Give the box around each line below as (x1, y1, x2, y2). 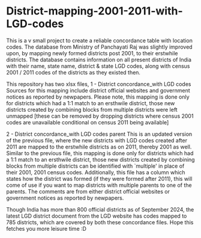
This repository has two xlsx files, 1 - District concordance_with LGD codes (6, 80, 191, 88)
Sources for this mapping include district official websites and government (6, 87, 190, 94)
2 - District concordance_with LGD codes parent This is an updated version (6, 130, 193, 138)
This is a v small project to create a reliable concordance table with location (6, 37, 193, 44)
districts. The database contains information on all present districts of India (6, 56, 192, 63)
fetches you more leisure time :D (6, 225, 87, 232)
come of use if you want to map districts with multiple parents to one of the (6, 182, 192, 189)
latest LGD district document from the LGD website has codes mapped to (6, 212, 187, 219)
